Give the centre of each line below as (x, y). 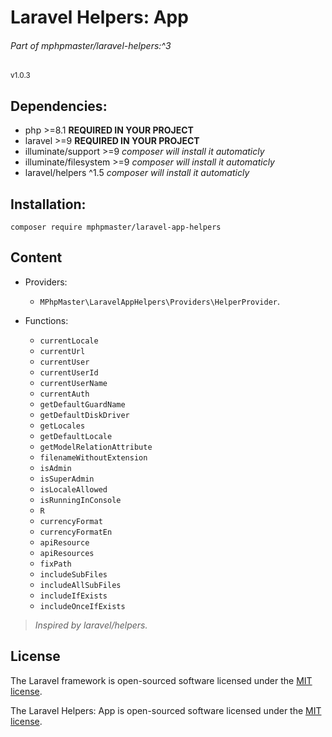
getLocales (62, 426)
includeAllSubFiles (80, 585)
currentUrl (62, 351)
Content (36, 257)
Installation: (48, 204)
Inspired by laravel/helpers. (91, 625)
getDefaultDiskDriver (84, 415)
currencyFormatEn (76, 532)
